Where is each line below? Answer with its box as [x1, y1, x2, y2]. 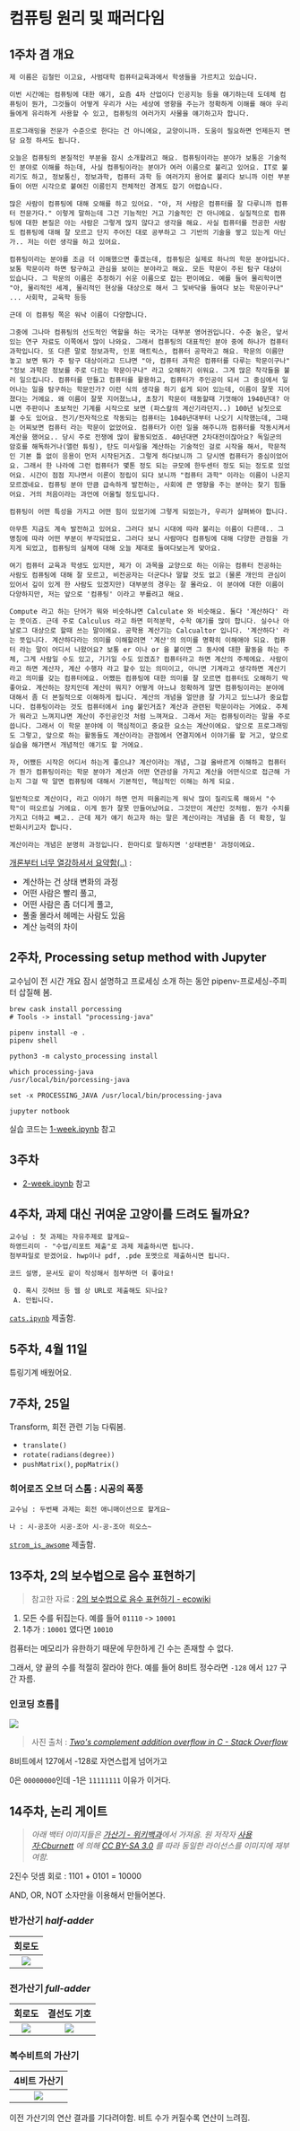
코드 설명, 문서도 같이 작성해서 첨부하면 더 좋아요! [9, 1269, 175, 1279]
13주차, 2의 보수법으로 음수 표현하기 [9, 1568, 196, 1584]
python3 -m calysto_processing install [9, 1052, 159, 1061]
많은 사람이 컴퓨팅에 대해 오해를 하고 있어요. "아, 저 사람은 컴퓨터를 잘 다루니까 [9, 199, 272, 208]
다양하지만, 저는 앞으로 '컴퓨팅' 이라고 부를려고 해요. [9, 590, 185, 598]
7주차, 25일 [9, 1396, 70, 1411]
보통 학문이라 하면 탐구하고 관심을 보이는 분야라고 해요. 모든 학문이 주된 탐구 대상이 [9, 265, 282, 274]
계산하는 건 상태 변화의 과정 [21, 877, 119, 886]
